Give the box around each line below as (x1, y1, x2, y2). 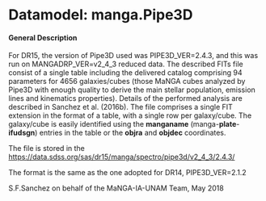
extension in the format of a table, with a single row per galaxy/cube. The (8, 111, 252, 120)
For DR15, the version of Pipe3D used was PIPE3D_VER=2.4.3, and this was (8, 51, 259, 61)
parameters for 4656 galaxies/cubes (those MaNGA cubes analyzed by (8, 77, 246, 86)
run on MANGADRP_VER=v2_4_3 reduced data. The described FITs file (8, 59, 244, 69)
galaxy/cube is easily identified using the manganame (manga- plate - (8, 119, 240, 129)
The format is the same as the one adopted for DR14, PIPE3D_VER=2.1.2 (8, 168, 247, 178)
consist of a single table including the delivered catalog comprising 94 (8, 68, 243, 77)
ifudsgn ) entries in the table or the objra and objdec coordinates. (8, 128, 226, 138)
